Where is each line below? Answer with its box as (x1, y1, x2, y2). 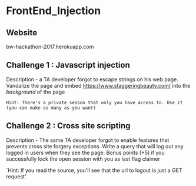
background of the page (6, 88, 65, 95)
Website (6, 28, 37, 38)
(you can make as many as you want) (6, 105, 96, 111)
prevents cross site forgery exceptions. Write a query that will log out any (6, 142, 184, 150)
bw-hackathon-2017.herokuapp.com (6, 43, 94, 50)
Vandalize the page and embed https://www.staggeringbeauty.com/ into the (6, 82, 191, 89)
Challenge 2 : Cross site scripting (6, 121, 131, 131)
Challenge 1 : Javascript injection (6, 60, 131, 70)
